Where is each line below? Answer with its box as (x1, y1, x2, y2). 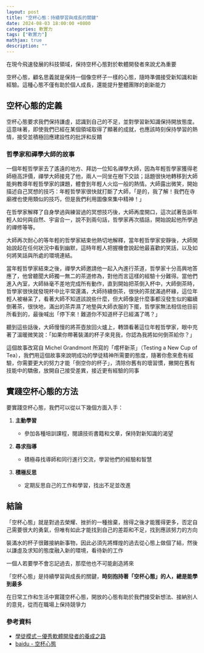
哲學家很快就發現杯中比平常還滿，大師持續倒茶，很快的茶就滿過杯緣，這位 (6, 287, 192, 294)
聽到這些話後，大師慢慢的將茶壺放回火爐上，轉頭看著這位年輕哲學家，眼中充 (6, 323, 198, 330)
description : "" (6, 43, 47, 49)
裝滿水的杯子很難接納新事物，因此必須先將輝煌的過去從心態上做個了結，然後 (6, 539, 198, 546)
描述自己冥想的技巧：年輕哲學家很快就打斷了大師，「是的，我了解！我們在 (6, 187, 190, 195)
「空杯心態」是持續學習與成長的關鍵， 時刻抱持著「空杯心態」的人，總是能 (6, 573, 192, 580)
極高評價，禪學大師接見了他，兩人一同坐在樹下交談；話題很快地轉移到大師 (11, 172, 198, 180)
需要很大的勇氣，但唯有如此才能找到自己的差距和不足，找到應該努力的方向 (11, 526, 198, 533)
